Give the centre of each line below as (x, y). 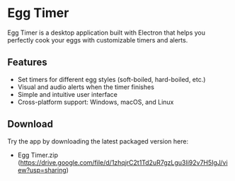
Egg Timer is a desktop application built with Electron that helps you (107, 33)
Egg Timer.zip (38, 155)
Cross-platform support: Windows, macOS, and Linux (96, 102)
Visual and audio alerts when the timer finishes (86, 87)
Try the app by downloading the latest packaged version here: (98, 141)
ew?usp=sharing (42, 170)
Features (27, 63)
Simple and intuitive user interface (68, 94)
